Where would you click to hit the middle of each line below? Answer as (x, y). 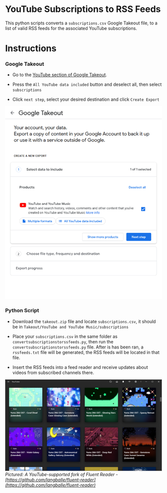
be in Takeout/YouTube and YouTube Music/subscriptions (70, 327)
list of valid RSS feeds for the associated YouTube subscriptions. (71, 28)
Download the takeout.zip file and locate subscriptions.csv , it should (84, 321)
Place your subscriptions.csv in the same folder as (65, 336)
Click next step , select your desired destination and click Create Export (86, 99)
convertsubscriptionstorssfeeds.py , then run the (63, 341)
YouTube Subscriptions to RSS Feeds (83, 9)
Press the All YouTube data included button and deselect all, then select (87, 84)
